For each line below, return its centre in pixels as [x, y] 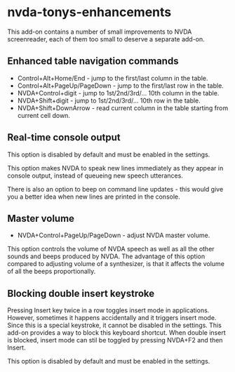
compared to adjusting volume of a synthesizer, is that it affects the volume [116, 264]
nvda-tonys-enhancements [89, 12]
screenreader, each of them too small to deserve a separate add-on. [106, 39]
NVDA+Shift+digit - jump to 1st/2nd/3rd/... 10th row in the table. [109, 100]
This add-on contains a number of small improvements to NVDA [100, 32]
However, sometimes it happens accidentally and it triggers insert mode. [112, 318]
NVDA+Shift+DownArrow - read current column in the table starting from [123, 108]
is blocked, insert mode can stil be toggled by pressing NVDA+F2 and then [115, 340]
